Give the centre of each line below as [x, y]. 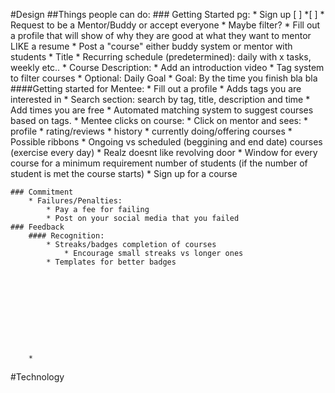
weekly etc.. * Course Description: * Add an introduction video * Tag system [167, 67]
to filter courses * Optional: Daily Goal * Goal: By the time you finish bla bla [164, 78]
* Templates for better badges [111, 262]
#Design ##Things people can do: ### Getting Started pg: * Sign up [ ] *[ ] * [167, 14]
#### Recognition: [66, 236]
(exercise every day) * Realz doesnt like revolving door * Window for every [164, 152]
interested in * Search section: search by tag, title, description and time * [160, 99]
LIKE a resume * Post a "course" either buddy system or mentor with [151, 46]
